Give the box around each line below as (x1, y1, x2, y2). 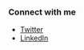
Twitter (19, 25, 44, 35)
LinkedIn (19, 33, 49, 43)
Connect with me (8, 6, 76, 18)
